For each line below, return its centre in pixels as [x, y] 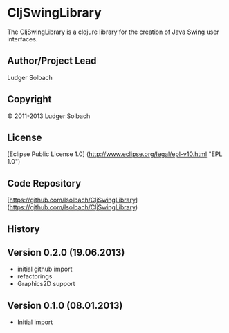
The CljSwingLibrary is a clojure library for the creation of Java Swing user [113, 32]
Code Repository [44, 183]
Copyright [29, 99]
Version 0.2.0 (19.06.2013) [66, 253]
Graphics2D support [46, 284]
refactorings [35, 276]
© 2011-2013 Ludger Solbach [49, 116]
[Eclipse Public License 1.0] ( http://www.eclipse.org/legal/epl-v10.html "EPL [115, 154]
